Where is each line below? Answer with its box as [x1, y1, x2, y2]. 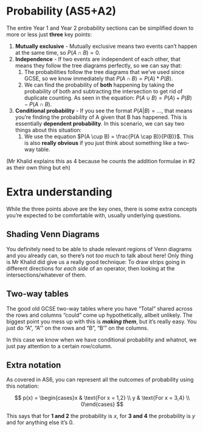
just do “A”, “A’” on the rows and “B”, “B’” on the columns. [6, 324, 149, 331]
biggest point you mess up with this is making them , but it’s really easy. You [6, 317, 197, 325]
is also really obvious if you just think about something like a [24, 139, 176, 146]
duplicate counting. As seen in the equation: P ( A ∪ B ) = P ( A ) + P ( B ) [24, 94, 193, 101]
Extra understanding [6, 185, 112, 199]
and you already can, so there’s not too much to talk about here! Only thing [6, 252, 193, 259]
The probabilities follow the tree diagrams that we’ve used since [24, 68, 185, 75]
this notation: [6, 382, 40, 390]
